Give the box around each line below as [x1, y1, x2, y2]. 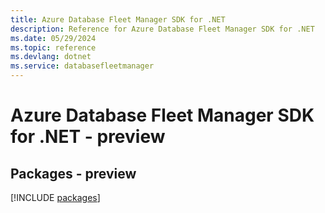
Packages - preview [10, 165, 137, 182]
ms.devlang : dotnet [10, 52, 92, 62]
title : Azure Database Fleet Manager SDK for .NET [10, 14, 226, 25]
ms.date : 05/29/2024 [10, 33, 97, 43]
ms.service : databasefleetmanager [10, 61, 155, 71]
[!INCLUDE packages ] [10, 192, 101, 203]
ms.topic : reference [10, 42, 97, 53]
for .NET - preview [10, 126, 166, 148]
